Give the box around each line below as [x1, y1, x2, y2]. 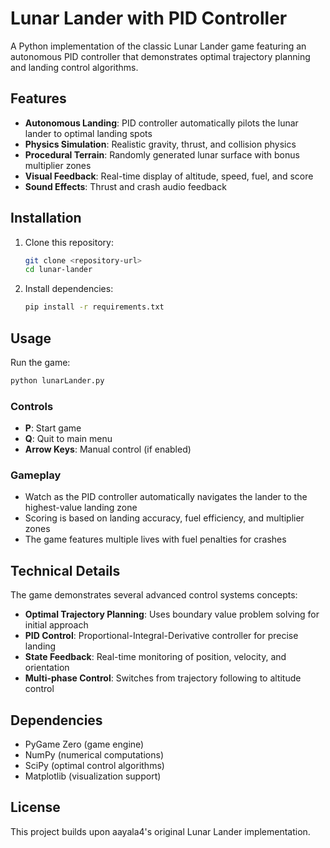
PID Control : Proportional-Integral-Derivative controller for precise [24, 630, 299, 642]
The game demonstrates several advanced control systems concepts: [10, 589, 298, 601]
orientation [24, 662, 70, 674]
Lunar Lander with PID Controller [10, 7, 288, 30]
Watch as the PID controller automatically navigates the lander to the [24, 491, 308, 503]
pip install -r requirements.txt [24, 302, 165, 312]
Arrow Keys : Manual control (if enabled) [24, 443, 192, 456]
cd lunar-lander [24, 265, 93, 275]
